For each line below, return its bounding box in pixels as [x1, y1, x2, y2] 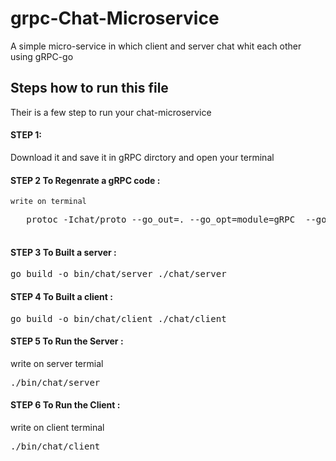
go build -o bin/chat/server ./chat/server [10, 268, 227, 280]
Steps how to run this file [10, 80, 169, 97]
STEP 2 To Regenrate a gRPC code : [10, 174, 161, 186]
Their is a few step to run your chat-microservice [10, 106, 212, 118]
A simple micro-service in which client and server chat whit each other [10, 40, 302, 52]
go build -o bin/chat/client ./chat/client [10, 313, 227, 324]
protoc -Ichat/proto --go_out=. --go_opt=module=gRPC [26, 214, 296, 226]
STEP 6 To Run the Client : [10, 399, 121, 411]
